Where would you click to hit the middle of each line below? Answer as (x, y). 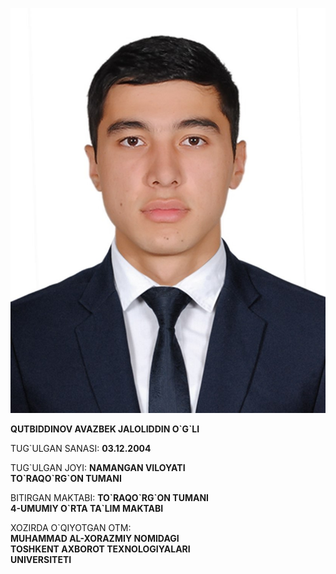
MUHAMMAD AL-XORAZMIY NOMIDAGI (95, 539)
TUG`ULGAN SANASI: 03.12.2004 (81, 449)
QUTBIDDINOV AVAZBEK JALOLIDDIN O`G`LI (105, 429)
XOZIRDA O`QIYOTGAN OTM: (71, 528)
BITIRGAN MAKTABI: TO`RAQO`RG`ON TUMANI (110, 498)
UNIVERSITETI (41, 560)
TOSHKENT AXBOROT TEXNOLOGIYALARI (100, 549)
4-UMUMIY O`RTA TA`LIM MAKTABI (87, 509)
